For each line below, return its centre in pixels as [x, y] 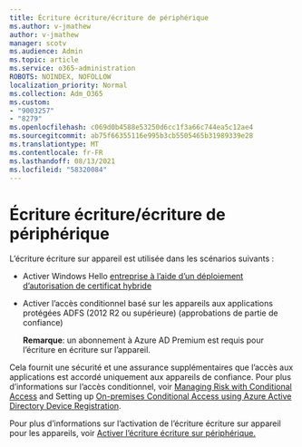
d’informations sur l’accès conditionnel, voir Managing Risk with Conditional [151, 387]
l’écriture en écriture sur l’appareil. [87, 350]
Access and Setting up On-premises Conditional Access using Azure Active [151, 396]
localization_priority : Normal [68, 85]
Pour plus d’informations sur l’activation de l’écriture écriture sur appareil [145, 423]
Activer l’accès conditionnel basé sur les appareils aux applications [148, 304]
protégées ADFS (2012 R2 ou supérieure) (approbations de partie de [150, 313]
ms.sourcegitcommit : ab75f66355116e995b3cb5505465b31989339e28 [132, 136]
